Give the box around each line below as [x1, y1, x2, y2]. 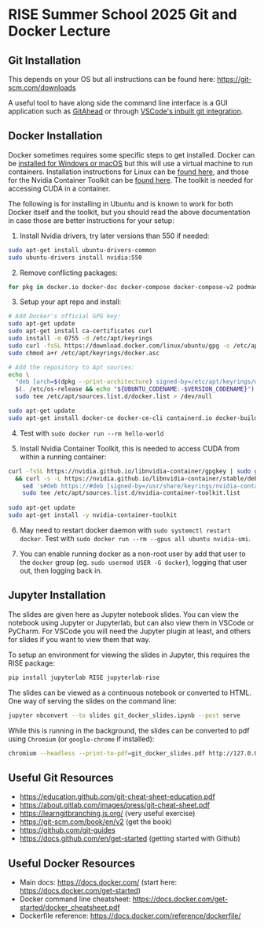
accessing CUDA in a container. [8, 184, 111, 193]
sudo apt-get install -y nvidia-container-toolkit [8, 511, 178, 519]
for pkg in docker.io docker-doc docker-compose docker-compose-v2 [8, 283, 234, 291]
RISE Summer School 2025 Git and [8, 6, 237, 24]
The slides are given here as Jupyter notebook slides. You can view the [8, 609, 240, 619]
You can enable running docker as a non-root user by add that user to [19, 549, 246, 559]
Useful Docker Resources [8, 856, 136, 870]
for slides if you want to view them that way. [8, 634, 151, 644]
